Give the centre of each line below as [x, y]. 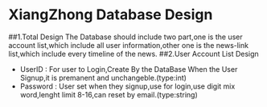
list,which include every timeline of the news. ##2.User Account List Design [133, 53]
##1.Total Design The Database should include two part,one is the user [125, 37]
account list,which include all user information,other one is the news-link [129, 45]
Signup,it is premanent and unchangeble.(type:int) [103, 77]
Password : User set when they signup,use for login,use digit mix [127, 86]
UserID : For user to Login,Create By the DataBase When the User [129, 69]
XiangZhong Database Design [111, 15]
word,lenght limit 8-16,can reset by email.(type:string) [109, 94]
